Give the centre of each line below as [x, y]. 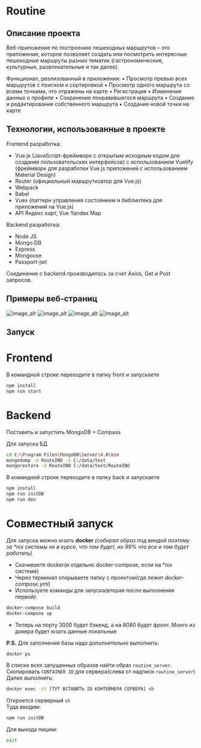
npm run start [24, 391]
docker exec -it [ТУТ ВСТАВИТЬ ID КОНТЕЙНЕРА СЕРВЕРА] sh [80, 689]
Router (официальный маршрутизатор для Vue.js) [78, 181]
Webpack [27, 187]
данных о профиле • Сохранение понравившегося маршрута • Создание [100, 98]
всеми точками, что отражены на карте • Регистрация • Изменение [94, 91]
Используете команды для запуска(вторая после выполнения [94, 590]
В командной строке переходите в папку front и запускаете [83, 375]
